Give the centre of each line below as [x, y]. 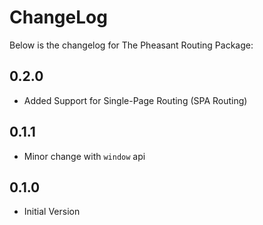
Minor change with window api [84, 156]
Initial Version [52, 212]
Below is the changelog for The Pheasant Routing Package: [131, 45]
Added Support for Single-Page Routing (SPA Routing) [135, 100]
